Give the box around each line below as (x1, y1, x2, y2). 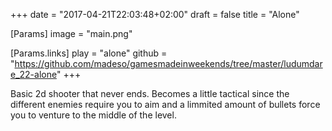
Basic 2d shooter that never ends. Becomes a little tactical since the (10, 88, 290, 99)
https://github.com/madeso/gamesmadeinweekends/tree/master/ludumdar (14, 58, 323, 69)
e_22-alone (10, 69, 57, 80)
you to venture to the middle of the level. (10, 109, 177, 121)
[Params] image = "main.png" (10, 28, 133, 39)
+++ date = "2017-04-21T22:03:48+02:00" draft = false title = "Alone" (10, 9, 300, 20)
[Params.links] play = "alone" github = (10, 47, 168, 59)
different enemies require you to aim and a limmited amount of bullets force (10, 99, 321, 110)
